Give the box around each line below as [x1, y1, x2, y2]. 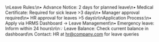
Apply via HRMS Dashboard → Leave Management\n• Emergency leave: [5, 20, 154, 26]
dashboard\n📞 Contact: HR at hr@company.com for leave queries [5, 31, 139, 37]
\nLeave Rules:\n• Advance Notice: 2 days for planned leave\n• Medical [5, 4, 153, 10]
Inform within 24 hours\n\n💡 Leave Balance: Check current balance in [5, 25, 149, 31]
